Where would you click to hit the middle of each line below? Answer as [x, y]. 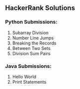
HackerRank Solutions [40, 8]
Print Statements [29, 82]
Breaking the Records [34, 43]
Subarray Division [30, 33]
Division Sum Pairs [31, 53]
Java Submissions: [28, 66]
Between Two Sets [31, 48]
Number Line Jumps [33, 38]
